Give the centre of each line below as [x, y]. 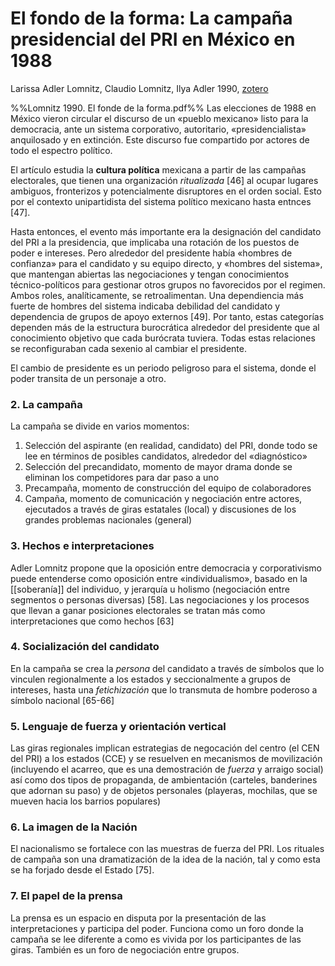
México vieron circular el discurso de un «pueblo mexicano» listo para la [159, 118]
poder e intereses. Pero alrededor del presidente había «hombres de [151, 253]
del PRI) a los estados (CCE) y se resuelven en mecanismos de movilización [166, 759]
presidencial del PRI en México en [153, 39]
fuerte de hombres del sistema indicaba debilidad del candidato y [145, 306]
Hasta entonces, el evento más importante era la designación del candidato [166, 231]
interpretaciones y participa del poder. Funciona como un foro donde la [157, 928]
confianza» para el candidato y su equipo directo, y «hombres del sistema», [166, 263]
